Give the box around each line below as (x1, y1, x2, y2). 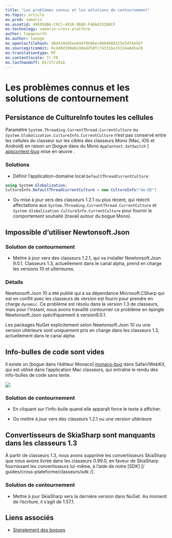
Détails (5, 278, 24, 286)
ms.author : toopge (5, 36, 45, 41)
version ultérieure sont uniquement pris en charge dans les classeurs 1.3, (5, 327, 160, 333)
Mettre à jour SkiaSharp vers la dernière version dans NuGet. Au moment (12, 493, 167, 499)
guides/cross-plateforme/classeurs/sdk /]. (5, 469, 95, 475)
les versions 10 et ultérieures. (12, 266, 75, 272)
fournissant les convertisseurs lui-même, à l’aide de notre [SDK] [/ (5, 463, 145, 469)
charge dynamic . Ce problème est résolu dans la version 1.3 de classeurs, (5, 301, 159, 307)
